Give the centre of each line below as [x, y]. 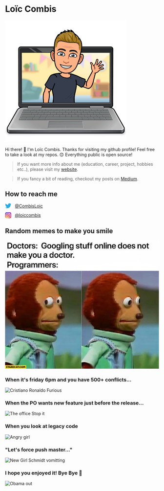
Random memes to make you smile [59, 231]
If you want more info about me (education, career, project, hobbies [85, 164]
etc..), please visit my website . [47, 169]
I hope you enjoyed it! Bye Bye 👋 [44, 473]
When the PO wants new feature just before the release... [74, 403]
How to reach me [31, 194]
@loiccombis [28, 215]
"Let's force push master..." [39, 449]
